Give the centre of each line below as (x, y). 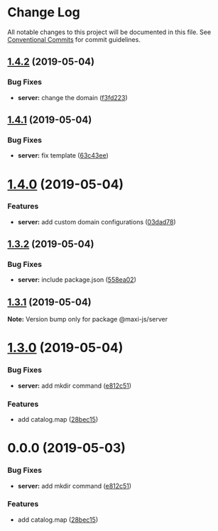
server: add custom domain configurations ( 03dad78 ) (97, 221)
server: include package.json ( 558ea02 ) (77, 280)
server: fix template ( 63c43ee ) (63, 155)
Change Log (44, 12)
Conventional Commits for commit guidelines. (74, 39)
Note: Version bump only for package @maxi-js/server (88, 319)
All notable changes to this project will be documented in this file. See (109, 32)
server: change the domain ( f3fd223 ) (72, 97)
